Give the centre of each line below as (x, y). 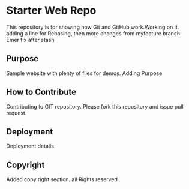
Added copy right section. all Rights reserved (62, 179)
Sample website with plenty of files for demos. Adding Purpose (84, 73)
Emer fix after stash (31, 40)
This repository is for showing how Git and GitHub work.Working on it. (93, 27)
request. (16, 113)
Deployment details (30, 146)
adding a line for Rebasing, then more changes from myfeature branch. (94, 33)
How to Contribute (41, 92)
